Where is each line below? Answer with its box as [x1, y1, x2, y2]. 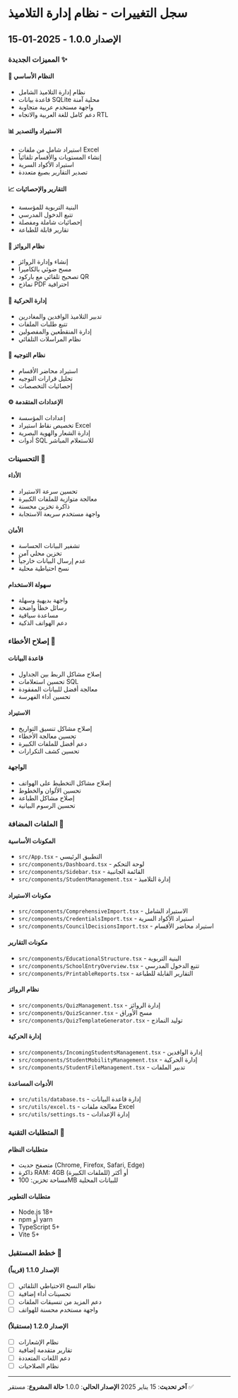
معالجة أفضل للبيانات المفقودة [18, 685, 98, 693]
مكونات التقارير [8, 938, 48, 946]
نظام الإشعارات [18, 1338, 59, 1346]
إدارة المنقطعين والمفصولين [18, 327, 93, 336]
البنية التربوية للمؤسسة [18, 203, 78, 212]
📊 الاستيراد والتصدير [8, 127, 62, 135]
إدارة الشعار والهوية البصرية [18, 428, 90, 437]
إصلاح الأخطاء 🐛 [8, 636, 56, 646]
